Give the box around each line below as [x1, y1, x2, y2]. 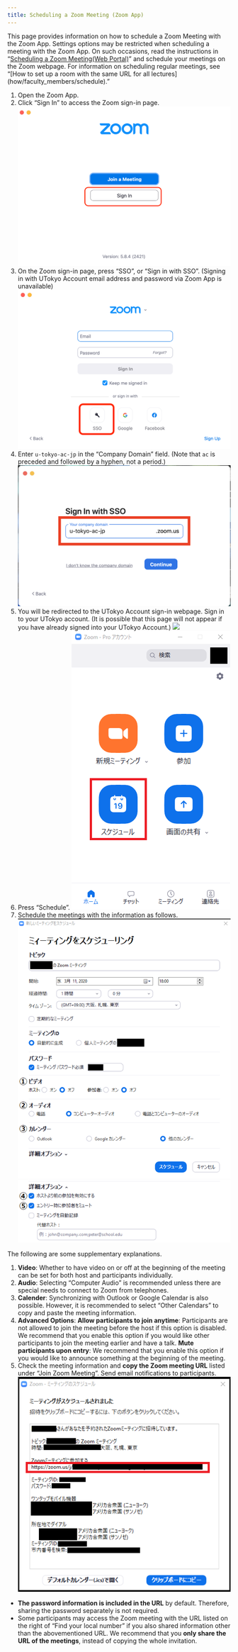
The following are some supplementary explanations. [7, 1249, 162, 1258]
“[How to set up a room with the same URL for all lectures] [7, 69, 178, 78]
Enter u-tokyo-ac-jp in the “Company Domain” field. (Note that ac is [17, 450, 216, 458]
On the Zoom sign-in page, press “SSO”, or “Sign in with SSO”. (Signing [17, 267, 226, 276]
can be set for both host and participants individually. [17, 1271, 174, 1279]
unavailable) [17, 282, 54, 291]
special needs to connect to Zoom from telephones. [17, 1285, 169, 1294]
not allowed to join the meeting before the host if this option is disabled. [17, 1323, 227, 1332]
